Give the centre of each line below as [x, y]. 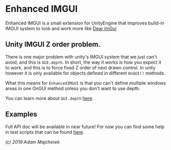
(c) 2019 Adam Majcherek [33, 142]
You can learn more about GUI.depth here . [49, 98]
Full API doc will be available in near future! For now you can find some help [85, 127]
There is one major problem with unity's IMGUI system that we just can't [81, 57]
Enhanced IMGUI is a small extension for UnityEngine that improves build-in [85, 23]
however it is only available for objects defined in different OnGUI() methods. [85, 73]
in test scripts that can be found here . [45, 132]
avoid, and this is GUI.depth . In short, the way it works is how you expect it [83, 62]
